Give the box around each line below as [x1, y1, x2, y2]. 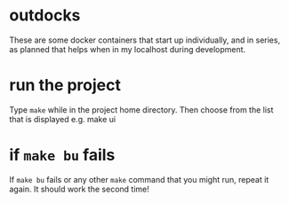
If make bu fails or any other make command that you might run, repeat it [9, 174, 269, 184]
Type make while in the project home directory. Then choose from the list [9, 104, 274, 115]
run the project [9, 75, 122, 96]
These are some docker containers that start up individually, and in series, [9, 35, 281, 45]
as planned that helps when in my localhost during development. [9, 43, 246, 54]
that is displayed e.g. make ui [9, 113, 116, 124]
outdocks [9, 5, 81, 26]
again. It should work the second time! [9, 183, 149, 194]
